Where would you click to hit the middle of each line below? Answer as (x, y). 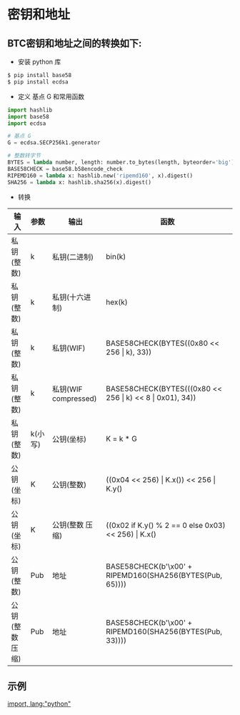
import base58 (29, 116)
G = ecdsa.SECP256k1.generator (54, 143)
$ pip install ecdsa (38, 82)
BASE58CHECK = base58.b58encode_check (65, 169)
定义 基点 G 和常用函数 (51, 96)
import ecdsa (27, 123)
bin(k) (116, 256)
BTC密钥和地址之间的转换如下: (75, 43)
